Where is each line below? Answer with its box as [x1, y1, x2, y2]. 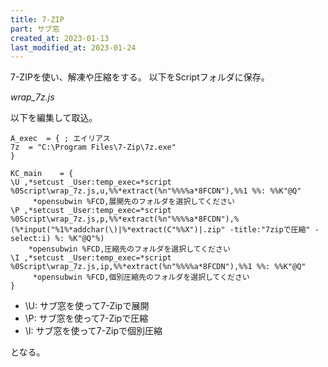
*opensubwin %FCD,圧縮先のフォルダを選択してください [28, 244, 231, 255]
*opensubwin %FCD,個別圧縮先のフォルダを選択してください [32, 272, 250, 283]
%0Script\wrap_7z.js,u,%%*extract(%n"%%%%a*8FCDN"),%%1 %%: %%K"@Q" [10, 186, 302, 196]
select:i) [10, 234, 52, 244]
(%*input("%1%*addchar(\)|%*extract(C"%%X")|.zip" [10, 225, 226, 235]
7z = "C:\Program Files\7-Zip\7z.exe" [10, 142, 177, 153]
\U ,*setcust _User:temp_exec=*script [10, 177, 172, 188]
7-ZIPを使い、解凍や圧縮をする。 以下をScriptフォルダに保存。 [10, 71, 270, 83]
